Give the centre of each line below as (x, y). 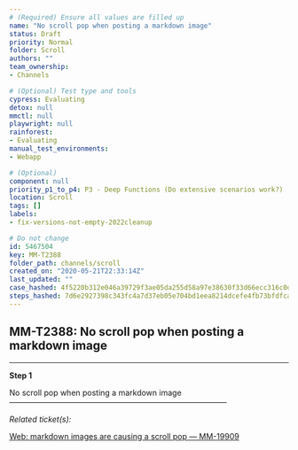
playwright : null (41, 124)
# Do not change (39, 238)
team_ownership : (39, 67)
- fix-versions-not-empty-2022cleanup (81, 222)
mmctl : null (31, 116)
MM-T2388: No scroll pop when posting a (127, 332)
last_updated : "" (41, 280)
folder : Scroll (37, 50)
